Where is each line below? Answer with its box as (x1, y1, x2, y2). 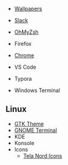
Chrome (14, 52, 35, 59)
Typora (14, 75, 32, 82)
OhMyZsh (14, 28, 39, 36)
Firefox (14, 40, 32, 47)
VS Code (14, 63, 36, 70)
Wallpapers (14, 5, 42, 12)
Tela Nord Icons (23, 152, 63, 159)
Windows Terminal (14, 87, 60, 94)
